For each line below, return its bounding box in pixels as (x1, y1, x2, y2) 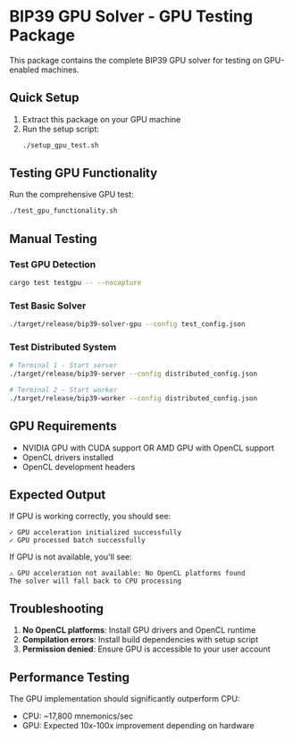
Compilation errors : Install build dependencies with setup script (21, 635, 259, 645)
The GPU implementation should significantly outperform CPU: (9, 694, 240, 704)
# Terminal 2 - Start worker (9, 386, 118, 395)
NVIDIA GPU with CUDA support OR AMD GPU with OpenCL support (21, 442, 275, 453)
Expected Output (9, 487, 106, 502)
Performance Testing (9, 669, 130, 685)
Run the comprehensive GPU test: (9, 189, 134, 200)
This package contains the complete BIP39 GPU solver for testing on (9, 55, 263, 65)
